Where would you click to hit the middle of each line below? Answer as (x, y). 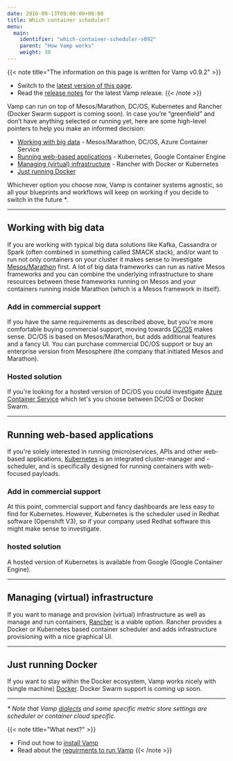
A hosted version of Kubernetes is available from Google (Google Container (115, 562)
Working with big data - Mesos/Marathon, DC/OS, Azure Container (112, 142)
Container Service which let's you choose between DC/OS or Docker (106, 399)
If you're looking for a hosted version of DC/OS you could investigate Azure (115, 392)
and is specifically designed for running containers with (118, 466)
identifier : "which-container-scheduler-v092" (88, 40)
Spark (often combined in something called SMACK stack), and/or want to (113, 252)
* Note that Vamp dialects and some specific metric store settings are (107, 709)
